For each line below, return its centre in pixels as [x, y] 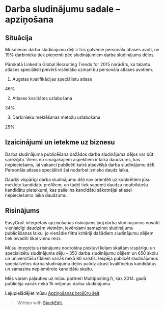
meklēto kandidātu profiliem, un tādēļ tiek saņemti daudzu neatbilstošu [77, 185]
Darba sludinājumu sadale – [63, 9]
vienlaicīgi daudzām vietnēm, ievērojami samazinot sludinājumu [69, 228]
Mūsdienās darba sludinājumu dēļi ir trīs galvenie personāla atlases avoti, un [82, 50]
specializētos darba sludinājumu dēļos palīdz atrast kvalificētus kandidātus [81, 263]
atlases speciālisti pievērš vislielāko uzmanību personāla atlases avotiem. [79, 69]
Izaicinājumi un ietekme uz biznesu [60, 142]
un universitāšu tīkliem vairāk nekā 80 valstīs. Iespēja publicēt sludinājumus [82, 258]
